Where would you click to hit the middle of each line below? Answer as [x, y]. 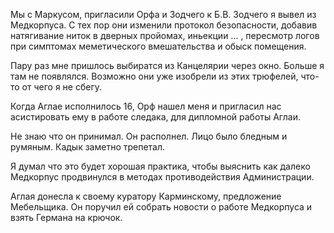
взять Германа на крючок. [66, 217]
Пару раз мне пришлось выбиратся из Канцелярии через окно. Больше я [167, 65]
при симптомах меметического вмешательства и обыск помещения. [158, 46]
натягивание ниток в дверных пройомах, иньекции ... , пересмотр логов [165, 35]
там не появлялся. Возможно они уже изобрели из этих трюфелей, [154, 76]
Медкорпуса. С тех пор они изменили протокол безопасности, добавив [164, 25]
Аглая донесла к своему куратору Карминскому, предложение [146, 196]
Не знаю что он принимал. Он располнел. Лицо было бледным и [149, 136]
